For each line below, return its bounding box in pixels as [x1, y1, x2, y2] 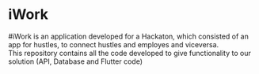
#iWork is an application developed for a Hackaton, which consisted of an [8, 31, 249, 41]
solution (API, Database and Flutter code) [8, 57, 143, 66]
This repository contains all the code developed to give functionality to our [8, 48, 251, 57]
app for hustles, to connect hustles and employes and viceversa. [8, 39, 219, 49]
